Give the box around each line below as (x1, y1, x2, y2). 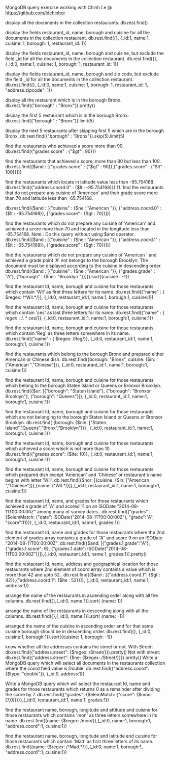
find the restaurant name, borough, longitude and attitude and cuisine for (5, 707, 158, 713)
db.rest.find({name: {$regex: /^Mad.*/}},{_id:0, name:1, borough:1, (5, 744, 143, 750)
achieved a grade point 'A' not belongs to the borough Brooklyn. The (5, 257, 148, 263)
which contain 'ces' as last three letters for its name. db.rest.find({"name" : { (5, 309, 165, 316)
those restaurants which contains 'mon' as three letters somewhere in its (5, 712, 157, 718)
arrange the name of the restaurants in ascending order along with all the (5, 592, 158, 598)
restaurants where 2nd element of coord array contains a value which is (5, 566, 156, 572)
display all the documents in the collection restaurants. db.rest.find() (5, 20, 148, 25)
